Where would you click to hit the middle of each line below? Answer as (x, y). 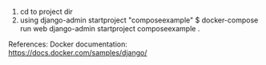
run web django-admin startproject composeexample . (110, 28)
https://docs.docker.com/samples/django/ (78, 53)
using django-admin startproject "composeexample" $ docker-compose (139, 20)
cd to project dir (46, 12)
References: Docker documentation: (68, 44)
